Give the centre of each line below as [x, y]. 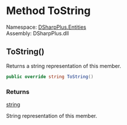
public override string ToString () [50, 77]
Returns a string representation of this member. [64, 66]
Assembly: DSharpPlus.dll [38, 33]
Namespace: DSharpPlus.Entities [46, 27]
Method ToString [48, 11]
